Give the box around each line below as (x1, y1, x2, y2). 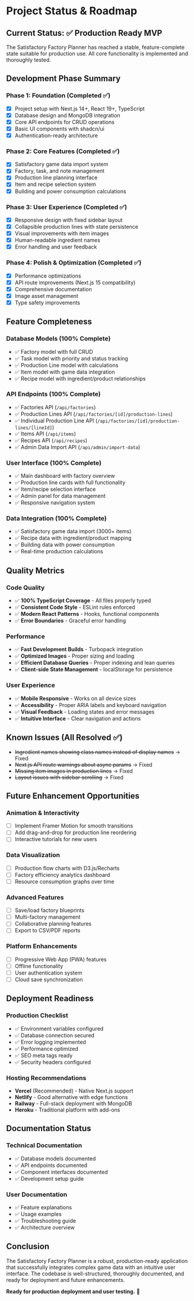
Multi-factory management (14, 913, 81, 921)
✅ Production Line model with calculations (14, 362, 119, 369)
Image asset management (14, 292, 78, 299)
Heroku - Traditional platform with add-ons (14, 1106, 120, 1113)
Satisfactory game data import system (14, 161, 109, 168)
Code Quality (6, 583, 45, 592)
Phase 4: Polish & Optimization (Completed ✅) (6, 259, 142, 267)
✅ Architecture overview (14, 1224, 75, 1231)
